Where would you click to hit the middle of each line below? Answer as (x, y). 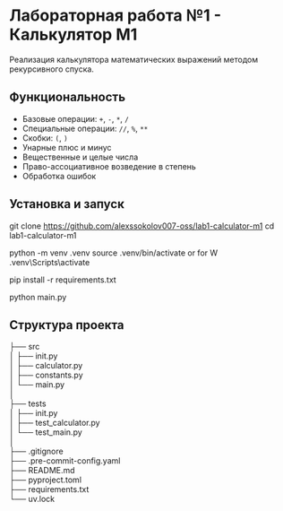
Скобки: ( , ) (45, 138)
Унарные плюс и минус (67, 147)
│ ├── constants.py (46, 375)
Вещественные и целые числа (80, 157)
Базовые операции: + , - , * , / (76, 118)
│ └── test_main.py (46, 432)
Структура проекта (67, 325)
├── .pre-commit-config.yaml (65, 461)
